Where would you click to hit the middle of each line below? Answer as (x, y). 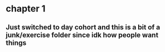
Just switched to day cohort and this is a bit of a (83, 27)
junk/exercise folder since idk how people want (82, 35)
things (16, 43)
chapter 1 (26, 9)
